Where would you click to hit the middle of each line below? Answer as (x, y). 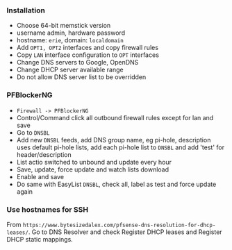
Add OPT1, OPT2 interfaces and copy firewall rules (88, 48)
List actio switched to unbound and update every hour (94, 162)
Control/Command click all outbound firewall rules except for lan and (115, 117)
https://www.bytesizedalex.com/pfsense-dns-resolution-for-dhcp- (119, 225)
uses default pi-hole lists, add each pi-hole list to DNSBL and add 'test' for (121, 147)
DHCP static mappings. (40, 239)
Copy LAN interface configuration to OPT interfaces (88, 55)
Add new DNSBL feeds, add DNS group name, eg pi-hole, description (114, 140)
